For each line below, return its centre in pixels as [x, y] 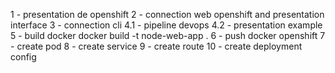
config [23, 57]
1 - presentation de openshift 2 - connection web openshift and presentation [167, 14]
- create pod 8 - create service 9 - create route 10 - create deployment [156, 46]
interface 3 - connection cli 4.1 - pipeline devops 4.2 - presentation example [166, 25]
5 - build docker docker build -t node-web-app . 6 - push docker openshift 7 [168, 35]
